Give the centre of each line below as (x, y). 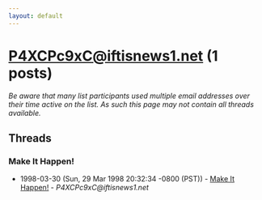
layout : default (36, 16)
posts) (30, 73)
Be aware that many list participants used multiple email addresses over (129, 96)
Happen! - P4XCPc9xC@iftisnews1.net (85, 188)
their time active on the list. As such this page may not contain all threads (131, 104)
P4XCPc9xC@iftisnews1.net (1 (113, 55)
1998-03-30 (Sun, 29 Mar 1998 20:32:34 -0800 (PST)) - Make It (127, 179)
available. (25, 113)
